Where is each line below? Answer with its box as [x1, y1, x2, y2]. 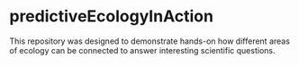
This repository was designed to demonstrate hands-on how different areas [9, 36, 291, 46]
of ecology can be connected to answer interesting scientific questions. [9, 45, 276, 55]
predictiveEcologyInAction [9, 6, 214, 27]
